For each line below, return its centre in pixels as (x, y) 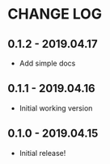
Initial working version (56, 108)
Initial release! (42, 153)
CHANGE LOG (55, 14)
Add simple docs (47, 63)
